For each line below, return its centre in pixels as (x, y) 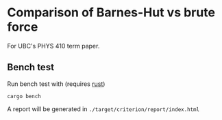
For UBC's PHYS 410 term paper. (53, 46)
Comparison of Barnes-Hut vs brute (111, 13)
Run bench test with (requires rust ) (56, 84)
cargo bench (24, 96)
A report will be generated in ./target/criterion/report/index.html (103, 109)
